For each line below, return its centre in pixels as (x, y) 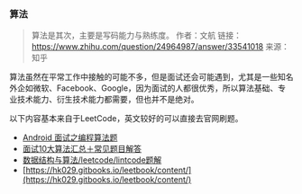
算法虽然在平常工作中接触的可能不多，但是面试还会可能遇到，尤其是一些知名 (151, 77)
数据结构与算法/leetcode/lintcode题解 (92, 160)
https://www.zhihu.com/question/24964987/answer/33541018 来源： (160, 47)
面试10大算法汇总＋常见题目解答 (82, 149)
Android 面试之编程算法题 (70, 137)
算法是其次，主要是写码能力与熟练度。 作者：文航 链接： (136, 35)
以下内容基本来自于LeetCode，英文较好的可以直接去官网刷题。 (126, 119)
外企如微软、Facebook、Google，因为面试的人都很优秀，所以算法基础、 (144, 88)
